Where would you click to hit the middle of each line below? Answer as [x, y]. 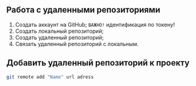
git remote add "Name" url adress [50, 77]
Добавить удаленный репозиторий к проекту [98, 63]
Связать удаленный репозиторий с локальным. [77, 44]
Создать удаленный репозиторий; [59, 37]
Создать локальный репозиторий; [59, 31]
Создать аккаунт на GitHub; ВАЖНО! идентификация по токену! [95, 24]
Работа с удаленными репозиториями [83, 10]
